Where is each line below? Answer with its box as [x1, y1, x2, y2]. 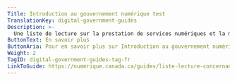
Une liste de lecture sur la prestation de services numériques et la [13, 30, 226, 37]
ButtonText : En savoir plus [7, 37, 90, 44]
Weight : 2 [7, 50, 37, 57]
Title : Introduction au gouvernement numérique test [7, 10, 166, 18]
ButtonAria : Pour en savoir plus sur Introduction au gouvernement [7, 43, 210, 50]
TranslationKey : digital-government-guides [7, 17, 138, 24]
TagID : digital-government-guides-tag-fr [7, 56, 131, 63]
